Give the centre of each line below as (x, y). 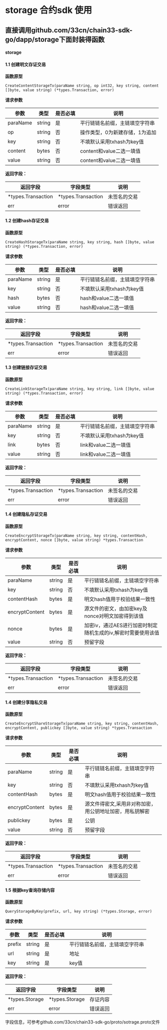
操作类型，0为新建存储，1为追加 (118, 132)
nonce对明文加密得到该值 (114, 616)
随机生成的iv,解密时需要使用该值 (122, 632)
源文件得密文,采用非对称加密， (120, 804)
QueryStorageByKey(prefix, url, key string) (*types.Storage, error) (79, 912)
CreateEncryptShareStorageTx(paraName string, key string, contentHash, (82, 724)
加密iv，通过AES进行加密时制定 (121, 625)
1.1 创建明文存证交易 (26, 64)
